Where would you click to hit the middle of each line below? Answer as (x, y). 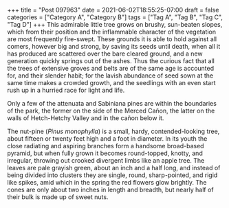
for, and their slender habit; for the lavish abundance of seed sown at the (110, 76)
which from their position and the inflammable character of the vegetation (112, 32)
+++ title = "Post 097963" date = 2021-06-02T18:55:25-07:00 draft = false (113, 10)
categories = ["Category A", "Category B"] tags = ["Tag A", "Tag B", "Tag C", (115, 17)
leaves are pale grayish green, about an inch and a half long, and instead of (114, 168)
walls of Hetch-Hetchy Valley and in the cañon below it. (86, 118)
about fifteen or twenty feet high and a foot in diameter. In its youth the (107, 139)
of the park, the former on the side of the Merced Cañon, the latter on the (111, 111)
